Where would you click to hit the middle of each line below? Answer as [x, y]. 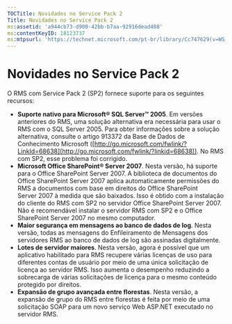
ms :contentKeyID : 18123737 [46, 33]
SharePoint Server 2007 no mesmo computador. [86, 218]
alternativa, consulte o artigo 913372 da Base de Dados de [101, 137]
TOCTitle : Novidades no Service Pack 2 [65, 14]
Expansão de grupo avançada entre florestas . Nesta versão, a [108, 292]
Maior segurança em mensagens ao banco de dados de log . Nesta [114, 225]
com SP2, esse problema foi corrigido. [72, 159]
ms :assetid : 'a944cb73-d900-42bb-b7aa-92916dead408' [85, 26]
